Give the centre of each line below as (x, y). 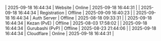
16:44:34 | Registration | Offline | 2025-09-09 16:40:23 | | (77, 13)
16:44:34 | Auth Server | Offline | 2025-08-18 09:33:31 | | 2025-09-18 (81, 18)
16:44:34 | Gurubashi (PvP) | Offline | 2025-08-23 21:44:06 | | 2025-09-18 (81, 28)
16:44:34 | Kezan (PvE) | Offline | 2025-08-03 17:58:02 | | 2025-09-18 (76, 23)
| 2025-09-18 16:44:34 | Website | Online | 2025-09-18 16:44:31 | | (73, 8)
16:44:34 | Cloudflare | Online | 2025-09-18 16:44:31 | (60, 33)
